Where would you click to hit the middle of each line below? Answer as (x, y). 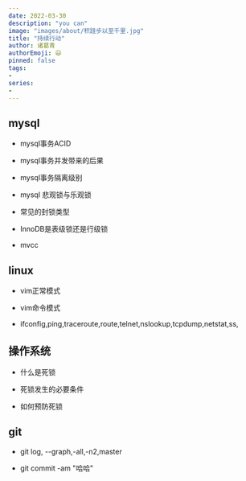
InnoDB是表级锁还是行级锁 (64, 229)
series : (21, 83)
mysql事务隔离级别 (51, 178)
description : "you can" (48, 23)
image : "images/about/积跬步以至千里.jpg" (76, 31)
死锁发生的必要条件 (52, 389)
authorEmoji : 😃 (35, 53)
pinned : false (32, 61)
